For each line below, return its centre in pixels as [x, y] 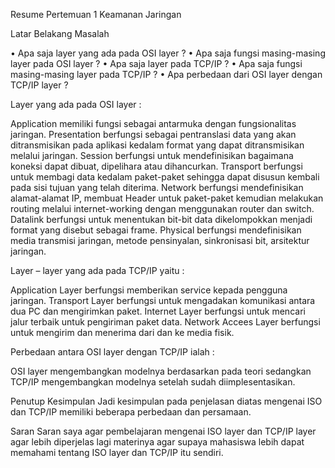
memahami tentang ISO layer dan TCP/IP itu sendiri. [117, 452]
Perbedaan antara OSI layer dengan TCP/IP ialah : [112, 352]
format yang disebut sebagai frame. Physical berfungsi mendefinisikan [156, 230]
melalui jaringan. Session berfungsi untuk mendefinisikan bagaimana [152, 155]
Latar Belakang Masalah [60, 33]
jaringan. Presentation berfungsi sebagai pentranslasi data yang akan [153, 134]
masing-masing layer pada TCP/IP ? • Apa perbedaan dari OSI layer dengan [166, 74]
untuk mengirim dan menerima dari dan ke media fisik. [122, 332]
